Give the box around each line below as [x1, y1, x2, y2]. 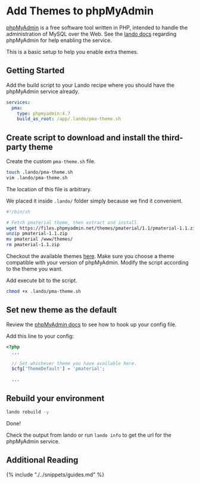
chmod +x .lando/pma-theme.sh [6, 289, 82, 295]
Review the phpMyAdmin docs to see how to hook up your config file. [6, 321, 177, 328]
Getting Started [6, 66, 65, 76]
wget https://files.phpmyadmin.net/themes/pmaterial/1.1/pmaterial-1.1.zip [6, 225, 198, 231]
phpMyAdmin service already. [6, 88, 79, 95]
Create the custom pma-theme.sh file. [6, 158, 96, 165]
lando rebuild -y [6, 409, 49, 415]
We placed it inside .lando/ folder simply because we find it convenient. [6, 197, 183, 204]
